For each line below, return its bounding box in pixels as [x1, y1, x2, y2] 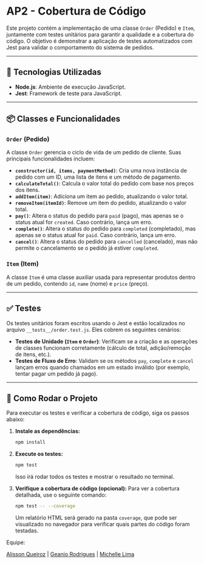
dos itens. [15, 187, 40, 194]
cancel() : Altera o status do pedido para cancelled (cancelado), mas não [15, 238, 198, 246]
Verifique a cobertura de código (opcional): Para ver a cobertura [15, 485, 180, 492]
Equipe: [6, 538, 25, 546]
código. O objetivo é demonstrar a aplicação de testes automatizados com [6, 37, 192, 44]
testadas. [15, 527, 39, 534]
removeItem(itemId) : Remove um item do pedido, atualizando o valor [15, 199, 187, 207]
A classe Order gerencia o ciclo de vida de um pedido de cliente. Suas [6, 149, 182, 156]
